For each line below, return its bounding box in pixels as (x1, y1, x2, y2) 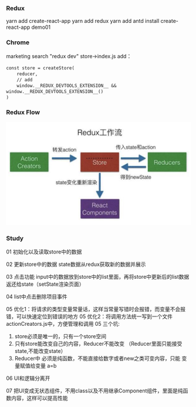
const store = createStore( (6, 65, 75, 71)
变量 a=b (35, 362, 57, 369)
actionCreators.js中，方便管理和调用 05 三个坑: (6, 321, 120, 328)
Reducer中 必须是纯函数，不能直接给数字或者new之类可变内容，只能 (14, 355, 181, 362)
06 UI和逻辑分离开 (6, 375, 50, 382)
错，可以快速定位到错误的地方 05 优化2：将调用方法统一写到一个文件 (6, 313, 173, 320)
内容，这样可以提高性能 (11, 395, 68, 402)
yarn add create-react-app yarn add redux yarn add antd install (6, 18, 160, 25)
